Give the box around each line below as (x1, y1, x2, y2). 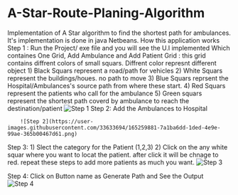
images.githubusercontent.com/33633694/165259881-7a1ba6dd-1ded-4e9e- (7, 124, 221, 131)
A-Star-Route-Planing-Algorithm (7, 5, 205, 21)
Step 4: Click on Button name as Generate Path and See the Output (7, 172, 204, 180)
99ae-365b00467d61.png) (7, 130, 78, 137)
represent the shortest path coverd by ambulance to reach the (7, 96, 190, 105)
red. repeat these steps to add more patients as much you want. (7, 158, 195, 167)
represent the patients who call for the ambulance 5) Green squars (7, 89, 202, 97)
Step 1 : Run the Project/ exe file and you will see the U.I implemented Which (7, 43, 231, 52)
